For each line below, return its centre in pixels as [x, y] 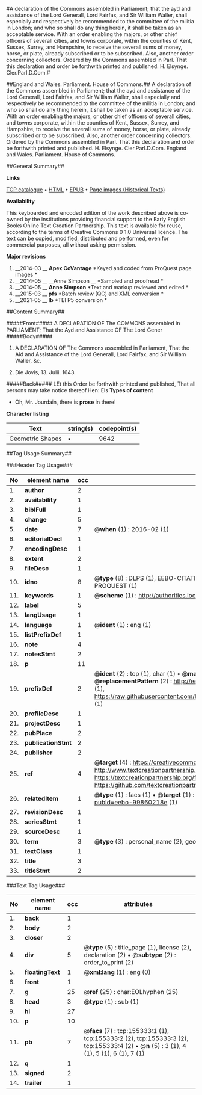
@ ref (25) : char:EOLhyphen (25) [131, 992]
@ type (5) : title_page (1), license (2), [137, 947]
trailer [34, 1083]
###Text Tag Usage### [36, 886]
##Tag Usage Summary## [39, 453]
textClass [39, 851]
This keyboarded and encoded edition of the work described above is [93, 213]
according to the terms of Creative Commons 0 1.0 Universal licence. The [97, 232]
